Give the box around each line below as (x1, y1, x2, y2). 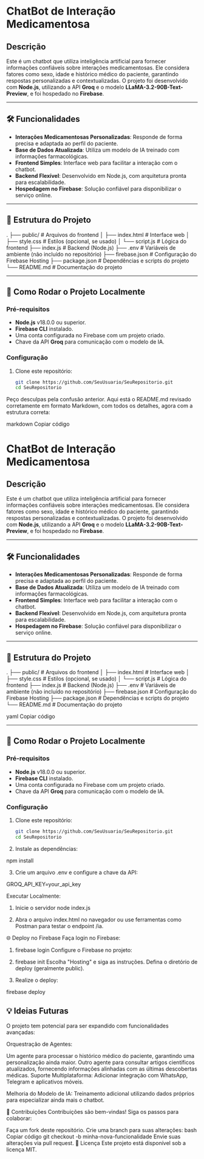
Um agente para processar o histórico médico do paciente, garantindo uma (6, 1052, 195, 1059)
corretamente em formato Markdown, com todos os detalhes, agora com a (6, 402, 193, 409)
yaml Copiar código (6, 713, 56, 720)
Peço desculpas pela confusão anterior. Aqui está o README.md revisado (6, 396, 191, 403)
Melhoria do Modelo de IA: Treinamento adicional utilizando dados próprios (6, 1090, 195, 1097)
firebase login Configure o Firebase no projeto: (15, 946, 132, 954)
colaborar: (6, 1115, 32, 1122)
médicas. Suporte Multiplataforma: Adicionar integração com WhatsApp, (6, 1071, 188, 1079)
